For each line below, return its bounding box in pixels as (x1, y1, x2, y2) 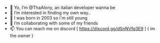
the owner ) (9, 33, 33, 39)
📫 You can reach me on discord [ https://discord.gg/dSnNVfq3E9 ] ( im (9, 26, 155, 31)
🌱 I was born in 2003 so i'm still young (9, 15, 88, 21)
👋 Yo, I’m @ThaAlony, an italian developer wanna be (9, 5, 116, 10)
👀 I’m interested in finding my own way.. (9, 10, 91, 16)
